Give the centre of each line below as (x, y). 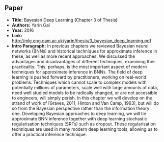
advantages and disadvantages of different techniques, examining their (84, 61)
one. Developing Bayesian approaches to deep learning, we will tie (79, 113)
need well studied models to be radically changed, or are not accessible (84, 93)
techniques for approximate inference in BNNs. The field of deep (77, 72)
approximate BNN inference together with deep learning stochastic (80, 118)
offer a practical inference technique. (49, 134)
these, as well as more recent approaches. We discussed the (73, 56)
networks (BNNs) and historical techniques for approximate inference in (84, 51)
